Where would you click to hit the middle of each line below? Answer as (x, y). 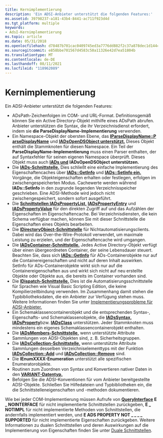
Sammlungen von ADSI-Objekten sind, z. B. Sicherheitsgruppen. (76, 338)
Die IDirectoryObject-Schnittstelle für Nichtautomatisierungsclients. (81, 229)
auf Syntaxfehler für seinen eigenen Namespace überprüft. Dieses (79, 157)
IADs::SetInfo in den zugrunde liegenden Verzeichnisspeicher (74, 188)
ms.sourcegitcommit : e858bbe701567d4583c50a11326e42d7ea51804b (70, 50)
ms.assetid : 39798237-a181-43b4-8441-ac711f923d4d (57, 19)
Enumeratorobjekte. (32, 364)
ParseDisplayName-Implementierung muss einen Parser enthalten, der (84, 152)
